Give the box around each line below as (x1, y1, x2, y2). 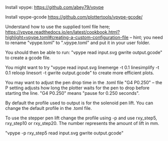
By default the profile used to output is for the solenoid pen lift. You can (5, 100, 153, 106)
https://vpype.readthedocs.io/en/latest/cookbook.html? (5, 29, 120, 35)
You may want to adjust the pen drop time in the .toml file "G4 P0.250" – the (5, 80, 162, 85)
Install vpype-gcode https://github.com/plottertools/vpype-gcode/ (5, 14, 143, 20)
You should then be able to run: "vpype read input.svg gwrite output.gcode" (5, 50, 162, 55)
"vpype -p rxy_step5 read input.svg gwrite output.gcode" (5, 130, 124, 136)
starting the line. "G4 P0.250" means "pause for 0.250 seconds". (5, 90, 140, 96)
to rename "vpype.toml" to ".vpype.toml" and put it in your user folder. (5, 40, 150, 46)
